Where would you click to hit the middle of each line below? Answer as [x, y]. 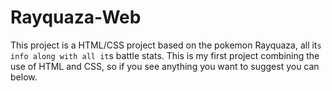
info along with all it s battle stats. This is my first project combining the [165, 55]
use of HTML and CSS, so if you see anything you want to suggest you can [165, 66]
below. [24, 77]
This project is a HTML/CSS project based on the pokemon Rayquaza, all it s [166, 45]
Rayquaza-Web [76, 17]
